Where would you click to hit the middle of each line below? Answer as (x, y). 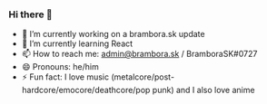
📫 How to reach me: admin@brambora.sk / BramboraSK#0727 (139, 54)
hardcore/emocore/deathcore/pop (86, 90)
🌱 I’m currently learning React (77, 43)
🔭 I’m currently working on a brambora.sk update (113, 34)
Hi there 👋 (31, 14)
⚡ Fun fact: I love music (65, 77)
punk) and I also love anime (203, 90)
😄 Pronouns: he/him (60, 67)
